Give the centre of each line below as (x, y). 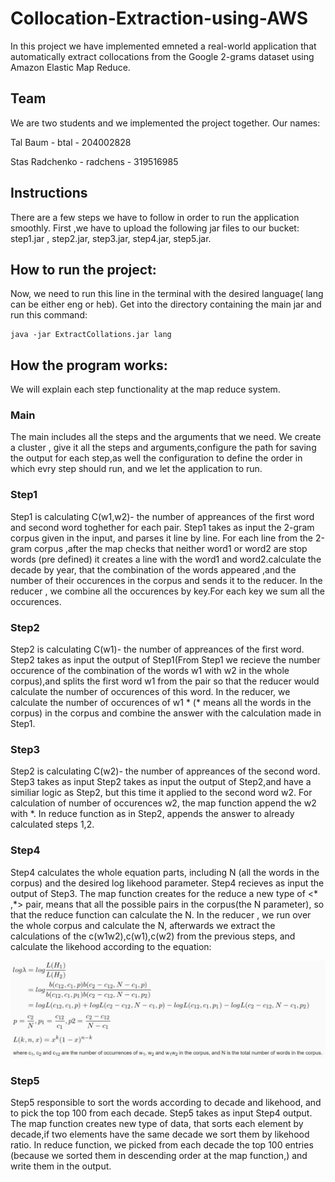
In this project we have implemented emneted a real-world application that (163, 46)
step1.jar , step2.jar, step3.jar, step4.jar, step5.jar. (111, 238)
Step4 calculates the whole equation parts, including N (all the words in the (165, 872)
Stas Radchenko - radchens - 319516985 (94, 161)
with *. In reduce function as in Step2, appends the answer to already (152, 814)
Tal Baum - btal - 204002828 (71, 142)
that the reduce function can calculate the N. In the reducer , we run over (161, 914)
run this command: (49, 315)
